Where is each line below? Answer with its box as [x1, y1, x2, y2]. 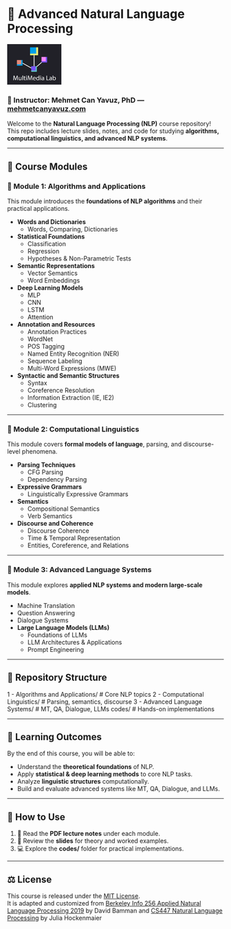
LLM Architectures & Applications [27, 637, 122, 646]
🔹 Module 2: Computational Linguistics [7, 425, 140, 434]
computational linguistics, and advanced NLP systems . [7, 134, 168, 143]
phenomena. [21, 447, 58, 456]
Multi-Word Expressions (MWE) [27, 365, 117, 373]
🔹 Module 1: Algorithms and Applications [7, 181, 146, 191]
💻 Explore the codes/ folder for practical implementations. [16, 844, 184, 853]
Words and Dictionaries [16, 218, 86, 226]
